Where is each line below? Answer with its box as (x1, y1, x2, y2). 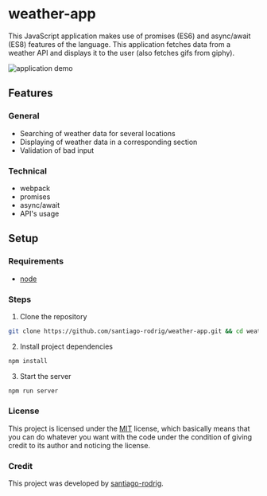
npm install (8, 357, 48, 365)
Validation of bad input (19, 145, 95, 155)
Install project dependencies (19, 342, 114, 351)
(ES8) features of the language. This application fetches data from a (8, 39, 231, 49)
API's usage (19, 209, 60, 218)
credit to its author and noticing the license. (8, 440, 151, 450)
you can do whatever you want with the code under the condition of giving (8, 432, 253, 442)
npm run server (8, 387, 59, 395)
